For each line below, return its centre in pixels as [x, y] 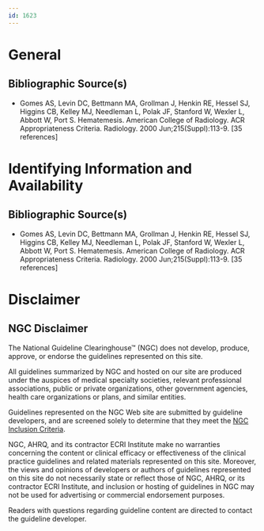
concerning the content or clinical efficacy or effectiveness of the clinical [127, 453]
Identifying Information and [100, 168]
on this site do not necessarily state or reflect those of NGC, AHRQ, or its [126, 478]
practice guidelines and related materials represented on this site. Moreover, [132, 461]
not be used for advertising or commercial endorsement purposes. [117, 495]
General [35, 54]
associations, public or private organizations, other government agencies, [128, 388]
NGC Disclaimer [48, 329]
